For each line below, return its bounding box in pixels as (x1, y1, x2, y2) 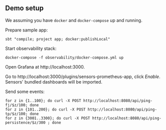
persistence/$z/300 (5, 120, 46, 125)
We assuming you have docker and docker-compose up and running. (5, 17, 143, 23)
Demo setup (5, 4, 44, 12)
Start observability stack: (5, 45, 57, 51)
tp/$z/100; (5, 111, 28, 116)
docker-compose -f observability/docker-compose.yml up (5, 55, 124, 60)
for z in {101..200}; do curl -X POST (5, 107, 86, 112)
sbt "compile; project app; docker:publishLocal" (5, 36, 111, 41)
